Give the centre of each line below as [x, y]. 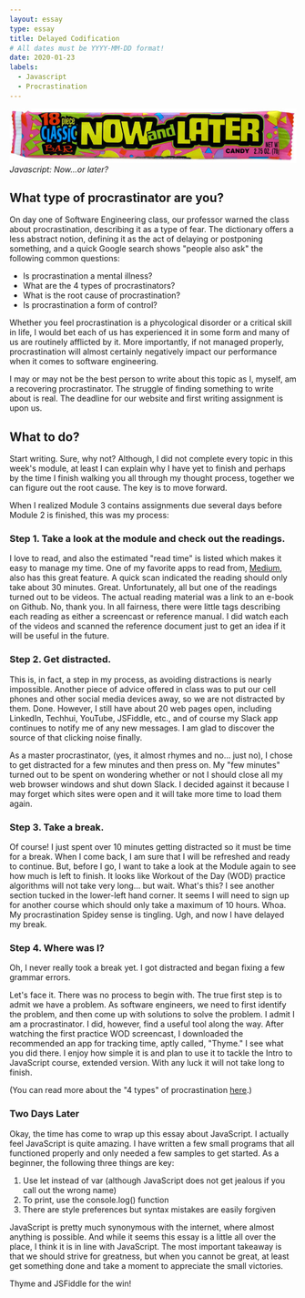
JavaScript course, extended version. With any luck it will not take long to [147, 1063]
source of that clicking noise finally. [76, 737]
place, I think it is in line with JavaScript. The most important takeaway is [146, 1246]
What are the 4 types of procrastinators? [99, 286]
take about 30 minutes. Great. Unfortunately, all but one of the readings [143, 588]
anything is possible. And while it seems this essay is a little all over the [142, 1237]
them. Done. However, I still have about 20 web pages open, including [141, 708]
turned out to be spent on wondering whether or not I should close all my [147, 774]
